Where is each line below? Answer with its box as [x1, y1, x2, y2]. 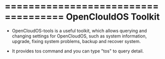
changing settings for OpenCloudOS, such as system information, [11, 33, 147, 39]
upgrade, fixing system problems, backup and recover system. [11, 38, 141, 44]
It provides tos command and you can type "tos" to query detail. [11, 48, 144, 54]
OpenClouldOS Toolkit [66, 11, 160, 22]
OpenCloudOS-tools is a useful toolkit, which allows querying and [11, 27, 147, 33]
